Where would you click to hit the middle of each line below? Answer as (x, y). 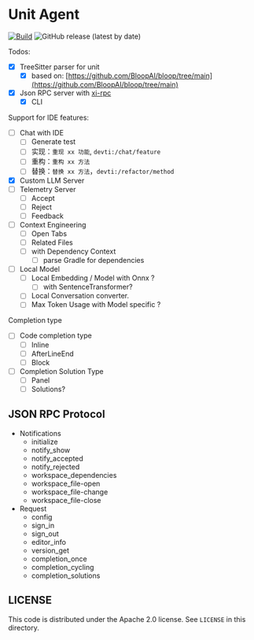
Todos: (19, 51)
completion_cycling (63, 567)
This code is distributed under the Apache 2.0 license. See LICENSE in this (127, 619)
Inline (40, 345)
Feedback (48, 216)
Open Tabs (49, 233)
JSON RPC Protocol (57, 414)
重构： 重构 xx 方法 (61, 161)
